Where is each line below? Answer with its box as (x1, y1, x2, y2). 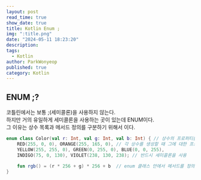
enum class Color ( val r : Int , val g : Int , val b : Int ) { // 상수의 (6, 136, 175, 142)
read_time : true (6, 14, 47, 20)
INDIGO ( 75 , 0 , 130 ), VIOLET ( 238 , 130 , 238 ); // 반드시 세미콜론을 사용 (17, 152, 187, 158)
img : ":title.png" (6, 31, 52, 37)
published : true (6, 64, 47, 71)
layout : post (6, 8, 39, 15)
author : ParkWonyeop (6, 59, 58, 65)
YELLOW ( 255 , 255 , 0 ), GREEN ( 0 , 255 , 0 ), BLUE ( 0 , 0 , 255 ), (17, 147, 165, 152)
